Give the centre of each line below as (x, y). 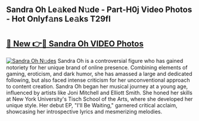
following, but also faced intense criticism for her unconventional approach (98, 80)
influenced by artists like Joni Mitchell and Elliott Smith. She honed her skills (99, 93)
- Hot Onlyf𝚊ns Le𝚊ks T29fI (59, 19)
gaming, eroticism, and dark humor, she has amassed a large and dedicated (99, 74)
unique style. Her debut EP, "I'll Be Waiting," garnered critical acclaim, (92, 105)
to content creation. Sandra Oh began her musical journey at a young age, (97, 86)
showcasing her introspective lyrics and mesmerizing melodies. (84, 112)
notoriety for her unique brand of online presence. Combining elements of (97, 67)
